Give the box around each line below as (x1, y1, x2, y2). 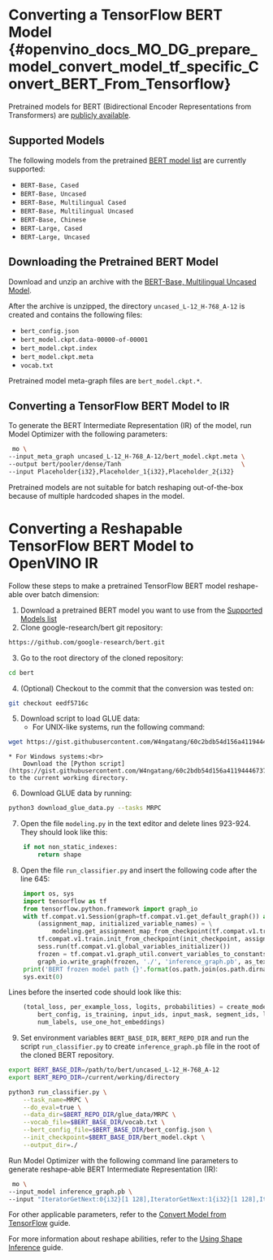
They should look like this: (19, 827, 108, 838)
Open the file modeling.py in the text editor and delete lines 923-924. (19, 819, 251, 829)
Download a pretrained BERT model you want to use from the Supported (19, 605, 263, 615)
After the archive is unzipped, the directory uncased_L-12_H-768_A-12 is (8, 301, 245, 310)
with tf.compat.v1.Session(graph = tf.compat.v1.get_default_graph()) (23, 912, 260, 920)
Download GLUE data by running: (19, 788, 132, 798)
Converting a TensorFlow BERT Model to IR (8, 399, 230, 413)
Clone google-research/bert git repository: (19, 622, 163, 632)
